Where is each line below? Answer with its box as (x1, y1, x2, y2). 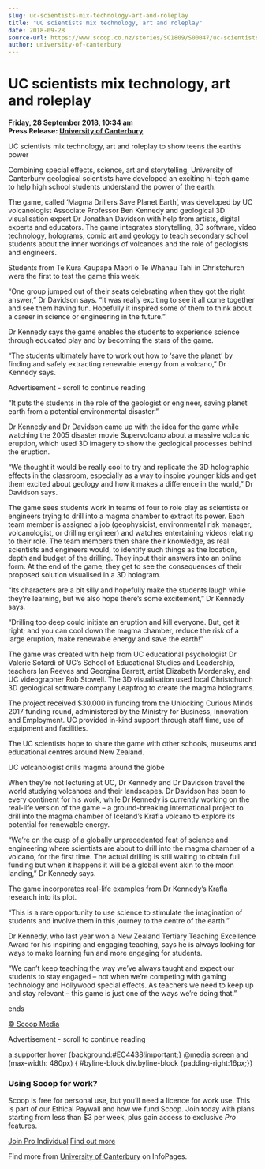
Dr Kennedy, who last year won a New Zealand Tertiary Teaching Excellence (8, 931, 256, 941)
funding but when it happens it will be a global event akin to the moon (8, 860, 234, 870)
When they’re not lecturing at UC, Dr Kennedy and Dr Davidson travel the (8, 778, 246, 787)
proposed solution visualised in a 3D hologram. (8, 570, 162, 580)
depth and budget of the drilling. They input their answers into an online (8, 554, 241, 563)
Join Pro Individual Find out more (8, 1137, 116, 1146)
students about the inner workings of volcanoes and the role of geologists (8, 239, 248, 249)
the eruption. (8, 447, 50, 457)
